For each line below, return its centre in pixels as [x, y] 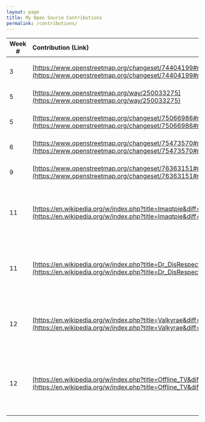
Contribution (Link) [61, 48]
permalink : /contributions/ [42, 23]
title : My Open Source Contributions [54, 18]
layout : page [23, 12]
